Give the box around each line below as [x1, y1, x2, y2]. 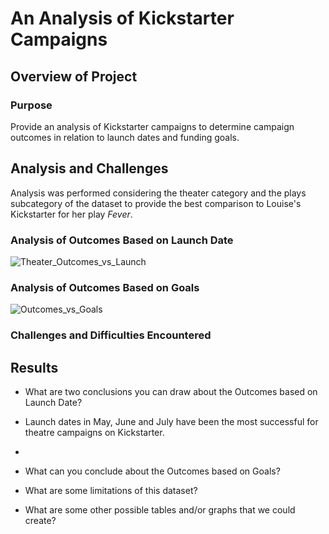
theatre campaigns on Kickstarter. [24, 427, 165, 439]
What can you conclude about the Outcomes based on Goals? [24, 465, 281, 477]
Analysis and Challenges [10, 160, 169, 177]
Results [10, 359, 59, 376]
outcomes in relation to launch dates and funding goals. [10, 131, 240, 143]
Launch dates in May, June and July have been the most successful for [24, 416, 319, 428]
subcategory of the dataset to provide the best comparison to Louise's [10, 197, 302, 209]
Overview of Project [10, 68, 138, 85]
